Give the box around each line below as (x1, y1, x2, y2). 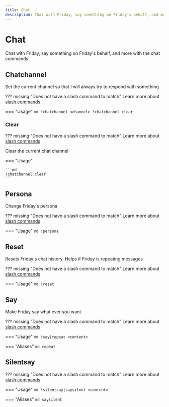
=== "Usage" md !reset (5, 281, 54, 287)
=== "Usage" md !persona (5, 228, 59, 234)
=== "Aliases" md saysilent (5, 396, 62, 402)
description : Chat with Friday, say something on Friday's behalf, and (5, 12, 158, 17)
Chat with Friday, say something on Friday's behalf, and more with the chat (5, 50, 160, 56)
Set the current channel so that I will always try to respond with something (5, 84, 159, 90)
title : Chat (5, 7, 30, 13)
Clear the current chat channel (5, 148, 69, 154)
